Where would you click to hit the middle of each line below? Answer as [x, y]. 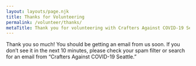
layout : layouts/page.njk [37, 11]
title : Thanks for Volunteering [45, 17]
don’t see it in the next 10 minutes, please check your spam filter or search [96, 51]
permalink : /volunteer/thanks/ [44, 22]
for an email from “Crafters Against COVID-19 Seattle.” [71, 57]
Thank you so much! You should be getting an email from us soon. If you [93, 44]
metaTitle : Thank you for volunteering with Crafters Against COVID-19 [95, 28]
